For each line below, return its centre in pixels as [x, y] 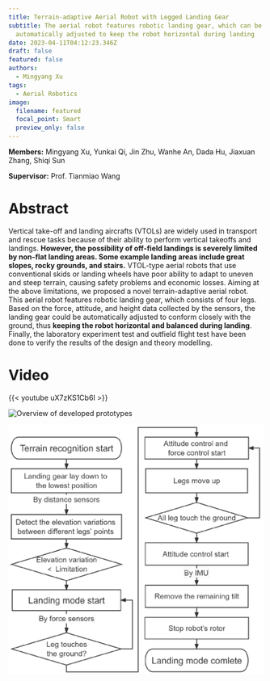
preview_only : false [50, 128]
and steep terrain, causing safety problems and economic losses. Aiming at [134, 282]
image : [19, 102]
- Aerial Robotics [47, 94]
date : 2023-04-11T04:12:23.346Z [63, 43]
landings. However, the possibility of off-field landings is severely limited [133, 248]
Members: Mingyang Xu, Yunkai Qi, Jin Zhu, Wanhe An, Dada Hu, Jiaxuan [132, 152]
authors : [23, 69]
